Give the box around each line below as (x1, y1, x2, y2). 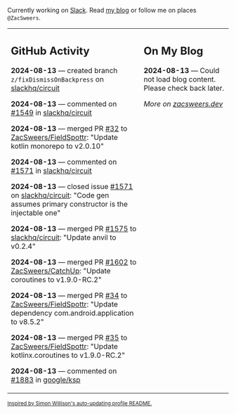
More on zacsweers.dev (143, 98, 223, 108)
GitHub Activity (11, 44, 90, 58)
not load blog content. (143, 74, 216, 84)
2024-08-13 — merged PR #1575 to (11, 224, 137, 233)
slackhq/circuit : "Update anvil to (11, 232, 117, 242)
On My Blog (143, 44, 204, 58)
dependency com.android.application (11, 308, 134, 318)
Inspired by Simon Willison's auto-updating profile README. (7, 400, 152, 407)
